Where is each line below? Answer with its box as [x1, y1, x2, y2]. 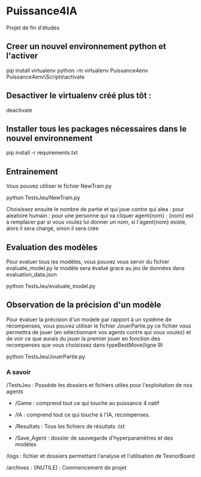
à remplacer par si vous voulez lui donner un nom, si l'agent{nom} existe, [6, 218, 187, 226]
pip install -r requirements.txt [6, 149, 78, 157]
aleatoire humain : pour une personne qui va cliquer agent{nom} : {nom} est [6, 212, 194, 220]
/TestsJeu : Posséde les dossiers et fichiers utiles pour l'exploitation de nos [6, 382, 193, 389]
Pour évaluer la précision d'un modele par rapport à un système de [6, 316, 172, 323]
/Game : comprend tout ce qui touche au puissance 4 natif [14, 400, 160, 407]
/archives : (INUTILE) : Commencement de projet [6, 464, 127, 472]
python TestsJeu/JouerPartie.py [6, 353, 86, 360]
